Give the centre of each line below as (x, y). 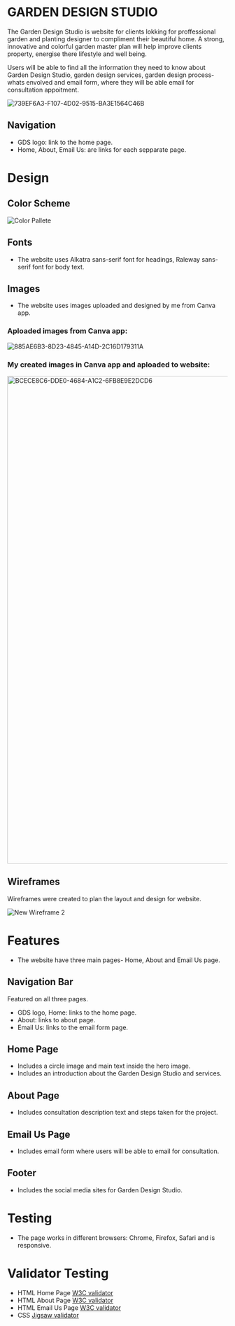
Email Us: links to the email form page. (72, 1027)
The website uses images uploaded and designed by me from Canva (116, 306)
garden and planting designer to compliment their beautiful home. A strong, (116, 38)
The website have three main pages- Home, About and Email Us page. (119, 960)
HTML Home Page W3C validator (65, 1292)
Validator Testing (58, 1273)
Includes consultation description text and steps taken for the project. (117, 1113)
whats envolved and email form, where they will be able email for (101, 82)
